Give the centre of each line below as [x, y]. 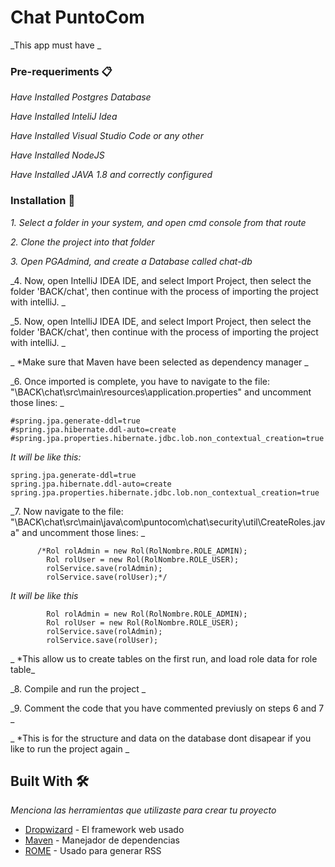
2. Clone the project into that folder [82, 242]
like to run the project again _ [70, 748]
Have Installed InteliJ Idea [64, 117]
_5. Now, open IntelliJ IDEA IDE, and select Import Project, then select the [161, 321]
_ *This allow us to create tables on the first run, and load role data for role [164, 658]
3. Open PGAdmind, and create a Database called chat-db [131, 261]
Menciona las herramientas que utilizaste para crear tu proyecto [143, 810]
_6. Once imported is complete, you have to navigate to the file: [140, 381]
